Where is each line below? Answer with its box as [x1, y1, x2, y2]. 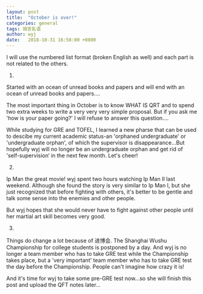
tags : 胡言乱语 [6, 25, 41, 32]
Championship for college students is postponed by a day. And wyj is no [6, 244, 187, 251]
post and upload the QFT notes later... [6, 281, 101, 288]
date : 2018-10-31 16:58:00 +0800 [6, 37, 96, 43]
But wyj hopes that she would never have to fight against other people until [6, 206, 194, 214]
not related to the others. [6, 60, 68, 67]
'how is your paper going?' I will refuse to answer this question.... [6, 114, 169, 122]
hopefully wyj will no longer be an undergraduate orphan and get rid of [6, 146, 183, 152]
